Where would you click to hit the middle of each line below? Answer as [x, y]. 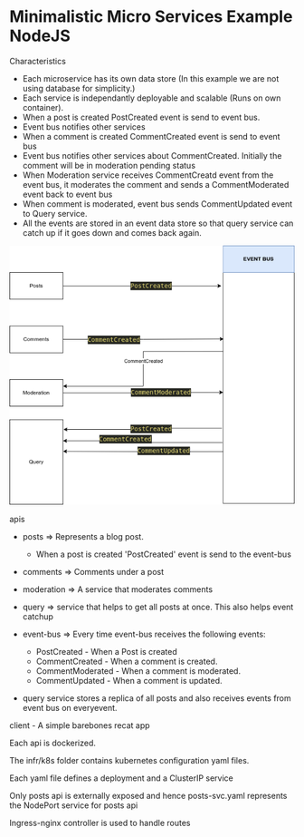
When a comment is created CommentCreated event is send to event [151, 136]
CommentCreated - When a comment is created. [127, 661]
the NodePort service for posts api [74, 805]
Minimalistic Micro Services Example [151, 17]
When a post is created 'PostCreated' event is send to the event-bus [164, 554]
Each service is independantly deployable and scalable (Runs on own [152, 98]
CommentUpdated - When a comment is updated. [129, 680]
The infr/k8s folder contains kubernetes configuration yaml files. [129, 760]
